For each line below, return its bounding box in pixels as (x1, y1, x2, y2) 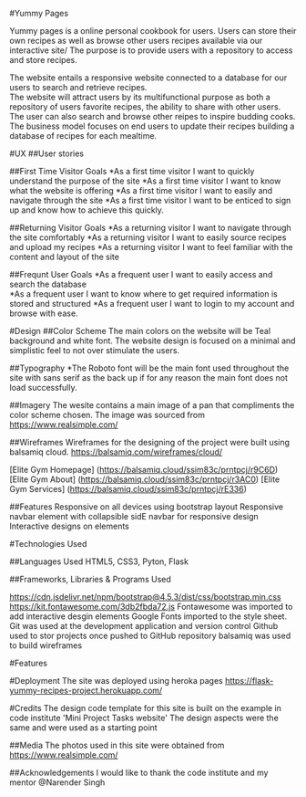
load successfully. (9, 383, 77, 393)
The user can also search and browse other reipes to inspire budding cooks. (9, 111, 296, 121)
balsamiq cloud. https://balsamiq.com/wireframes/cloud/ (9, 446, 223, 457)
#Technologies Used (9, 539, 87, 549)
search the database (9, 278, 87, 289)
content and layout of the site (9, 251, 120, 262)
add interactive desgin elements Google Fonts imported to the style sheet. (9, 611, 288, 622)
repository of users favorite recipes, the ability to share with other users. (9, 101, 281, 112)
